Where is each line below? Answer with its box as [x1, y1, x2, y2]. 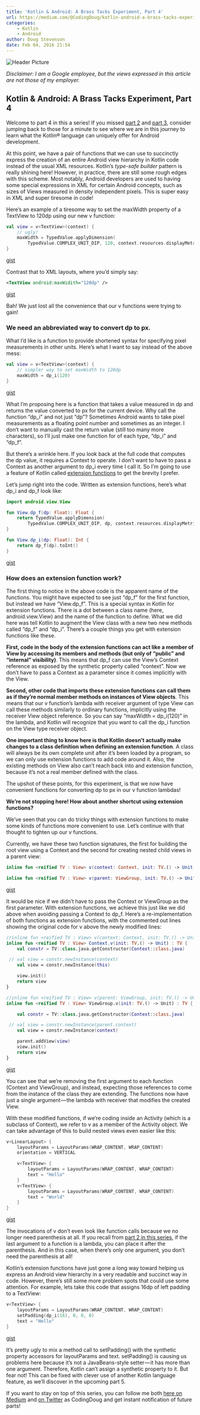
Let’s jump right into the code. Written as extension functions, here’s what [6, 481, 186, 488]
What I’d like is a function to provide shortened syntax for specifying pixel [6, 337, 186, 344]
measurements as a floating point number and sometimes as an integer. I [6, 419, 185, 426]
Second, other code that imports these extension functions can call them [6, 687, 191, 694]
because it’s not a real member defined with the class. [6, 769, 139, 776]
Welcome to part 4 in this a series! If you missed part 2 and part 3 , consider [6, 119, 192, 126]
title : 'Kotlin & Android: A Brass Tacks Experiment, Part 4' [6, 8, 164, 15]
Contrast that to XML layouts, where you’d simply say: [6, 269, 139, 276]
